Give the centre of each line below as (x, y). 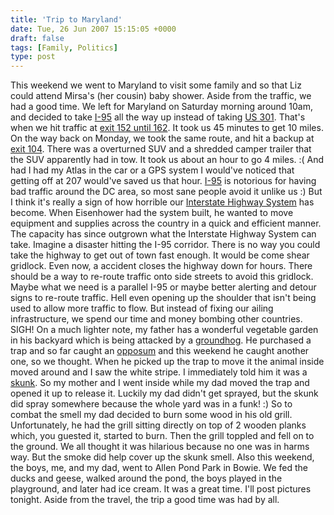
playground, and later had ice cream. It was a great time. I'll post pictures (161, 489)
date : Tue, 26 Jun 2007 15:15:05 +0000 (93, 29)
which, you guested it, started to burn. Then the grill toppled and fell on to (162, 436)
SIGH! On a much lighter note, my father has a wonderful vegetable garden (164, 330)
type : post (33, 57)
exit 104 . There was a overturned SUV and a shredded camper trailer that (161, 149)
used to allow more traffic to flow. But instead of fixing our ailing (142, 308)
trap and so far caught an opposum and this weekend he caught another (160, 351)
